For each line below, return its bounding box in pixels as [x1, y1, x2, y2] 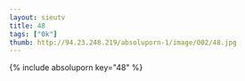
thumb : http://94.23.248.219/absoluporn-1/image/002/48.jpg [9, 37, 238, 47]
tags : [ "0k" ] [9, 29, 58, 38]
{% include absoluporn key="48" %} [9, 62, 143, 73]
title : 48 [9, 21, 46, 30]
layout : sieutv [9, 12, 66, 22]
